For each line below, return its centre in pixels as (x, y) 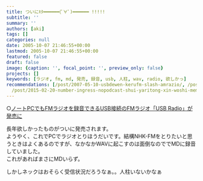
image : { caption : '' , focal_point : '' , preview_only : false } (85, 68)
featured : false (27, 57)
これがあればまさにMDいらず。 (45, 159)
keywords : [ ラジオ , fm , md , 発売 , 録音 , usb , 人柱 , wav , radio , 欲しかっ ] (96, 79)
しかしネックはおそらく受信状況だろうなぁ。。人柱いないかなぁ (84, 171)
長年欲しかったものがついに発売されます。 (59, 129)
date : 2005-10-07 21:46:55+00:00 (48, 46)
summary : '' (21, 23)
